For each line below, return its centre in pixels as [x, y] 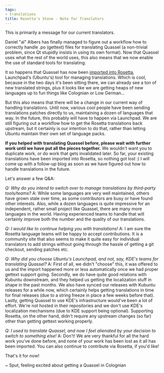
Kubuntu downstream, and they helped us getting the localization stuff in [78, 280]
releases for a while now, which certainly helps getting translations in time [80, 290]
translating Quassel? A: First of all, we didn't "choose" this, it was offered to [82, 264]
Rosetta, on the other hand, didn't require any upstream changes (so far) [78, 316]
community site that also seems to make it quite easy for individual [72, 239]
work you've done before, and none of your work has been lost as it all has [81, 341]
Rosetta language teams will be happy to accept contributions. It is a [74, 234]
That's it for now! [22, 356]
